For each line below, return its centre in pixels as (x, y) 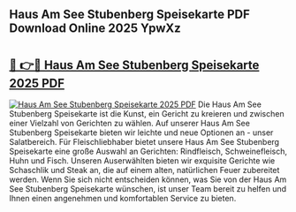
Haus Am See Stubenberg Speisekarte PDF (129, 15)
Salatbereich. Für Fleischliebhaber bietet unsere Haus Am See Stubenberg (144, 142)
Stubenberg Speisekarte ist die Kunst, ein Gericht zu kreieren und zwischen (147, 114)
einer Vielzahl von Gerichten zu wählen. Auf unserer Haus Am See (129, 123)
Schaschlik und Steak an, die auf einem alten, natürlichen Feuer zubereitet (144, 170)
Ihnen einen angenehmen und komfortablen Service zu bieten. (123, 198)
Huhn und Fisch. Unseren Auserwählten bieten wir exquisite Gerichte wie (142, 161)
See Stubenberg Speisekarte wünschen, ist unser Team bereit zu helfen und (148, 189)
